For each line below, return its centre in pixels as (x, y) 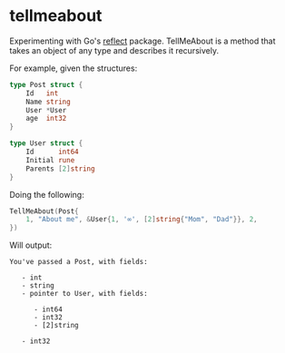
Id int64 (52, 152)
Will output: (31, 245)
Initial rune (50, 160)
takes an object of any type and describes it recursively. (114, 50)
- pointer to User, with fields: (84, 294)
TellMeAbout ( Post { (44, 211)
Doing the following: (47, 194)
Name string (48, 102)
